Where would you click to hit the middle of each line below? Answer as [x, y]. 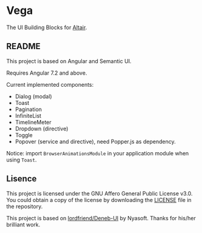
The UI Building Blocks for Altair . [47, 27]
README [23, 46]
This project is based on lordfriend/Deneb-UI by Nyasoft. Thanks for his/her [101, 218]
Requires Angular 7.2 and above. [47, 73]
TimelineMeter [33, 122]
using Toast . [22, 160]
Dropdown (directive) [42, 129]
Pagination [29, 109]
